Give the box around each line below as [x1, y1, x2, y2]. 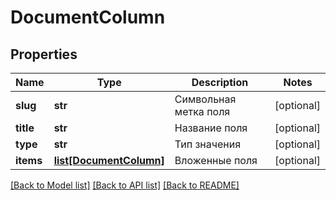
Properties [10, 46, 78, 63]
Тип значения [174, 137, 242, 151]
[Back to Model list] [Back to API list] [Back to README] [10, 179, 240, 191]
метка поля [174, 105, 231, 118]
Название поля [174, 121, 248, 135]
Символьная [174, 92, 237, 106]
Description [191, 76, 249, 89]
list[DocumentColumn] [53, 154, 165, 167]
